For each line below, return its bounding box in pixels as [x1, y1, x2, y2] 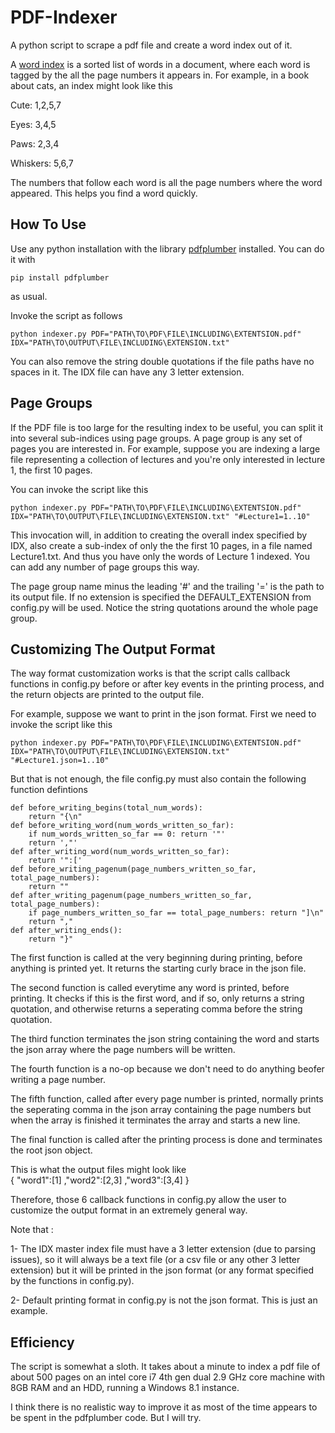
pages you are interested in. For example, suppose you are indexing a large [10, 442, 321, 455]
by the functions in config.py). [10, 1275, 135, 1287]
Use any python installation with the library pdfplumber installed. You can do [10, 242, 325, 255]
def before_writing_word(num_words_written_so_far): [10, 821, 235, 831]
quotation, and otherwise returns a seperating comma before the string [10, 1003, 303, 1015]
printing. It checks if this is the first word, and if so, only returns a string [10, 992, 305, 1005]
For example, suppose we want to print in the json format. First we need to [10, 708, 317, 720]
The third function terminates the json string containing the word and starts [10, 1033, 320, 1045]
